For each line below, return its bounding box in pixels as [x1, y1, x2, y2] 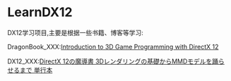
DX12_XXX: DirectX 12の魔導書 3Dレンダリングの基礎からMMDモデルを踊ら [7, 57, 225, 66]
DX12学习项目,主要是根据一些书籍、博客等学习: [7, 28, 143, 37]
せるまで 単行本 [7, 66, 53, 74]
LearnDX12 [7, 4, 73, 20]
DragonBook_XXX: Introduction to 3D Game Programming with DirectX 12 [7, 42, 219, 51]
